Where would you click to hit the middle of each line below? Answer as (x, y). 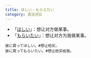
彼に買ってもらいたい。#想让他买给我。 (40, 51)
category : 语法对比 (24, 14)
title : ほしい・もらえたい (30, 10)
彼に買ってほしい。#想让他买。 (32, 46)
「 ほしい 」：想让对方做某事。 (42, 29)
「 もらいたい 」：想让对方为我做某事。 (50, 35)
